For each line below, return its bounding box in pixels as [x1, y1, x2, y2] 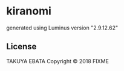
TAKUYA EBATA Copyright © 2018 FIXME [6, 57, 109, 64]
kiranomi [6, 4, 51, 18]
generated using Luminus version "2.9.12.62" [6, 24, 119, 31]
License [6, 42, 37, 52]
